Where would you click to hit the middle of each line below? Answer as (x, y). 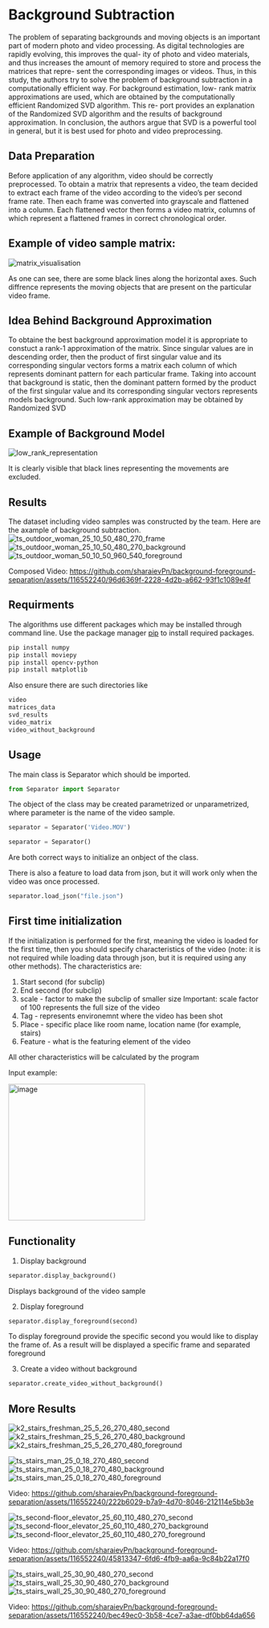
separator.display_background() (62, 1275)
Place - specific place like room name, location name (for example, (130, 1024)
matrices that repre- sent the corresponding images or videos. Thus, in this (132, 71)
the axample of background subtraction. (75, 530)
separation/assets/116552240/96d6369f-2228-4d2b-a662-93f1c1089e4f (130, 579)
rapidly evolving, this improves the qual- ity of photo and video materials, (129, 54)
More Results (42, 1408)
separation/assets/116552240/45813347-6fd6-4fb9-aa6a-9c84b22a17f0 (129, 1559)
